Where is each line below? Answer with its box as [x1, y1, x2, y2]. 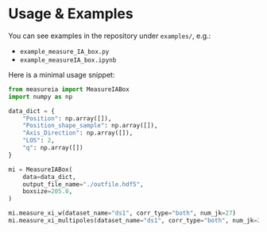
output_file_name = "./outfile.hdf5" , [22, 180, 145, 188]
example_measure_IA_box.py [19, 48, 110, 55]
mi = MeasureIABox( [8, 165, 73, 173]
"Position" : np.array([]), [22, 114, 112, 123]
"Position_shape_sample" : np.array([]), [22, 122, 158, 130]
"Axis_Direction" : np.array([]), [22, 129, 133, 137]
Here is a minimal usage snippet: [8, 70, 115, 79]
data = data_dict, [22, 173, 77, 181]
